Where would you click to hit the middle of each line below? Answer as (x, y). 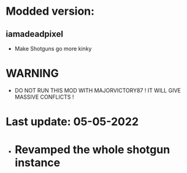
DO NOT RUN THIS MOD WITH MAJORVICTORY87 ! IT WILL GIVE (98, 90)
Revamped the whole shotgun (92, 150)
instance (37, 163)
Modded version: (50, 11)
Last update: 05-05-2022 (72, 122)
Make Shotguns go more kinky (53, 48)
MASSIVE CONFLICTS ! (44, 97)
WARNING (32, 73)
